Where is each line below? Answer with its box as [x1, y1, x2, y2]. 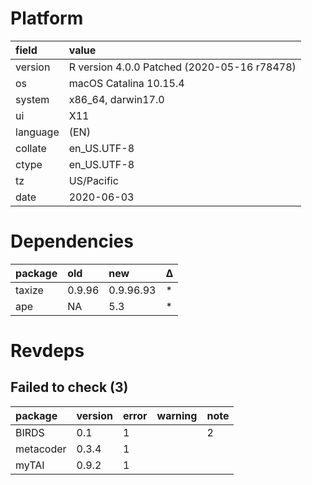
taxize [15, 283, 44, 297]
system [15, 92, 50, 106]
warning [156, 408, 198, 422]
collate [15, 141, 47, 155]
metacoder [15, 442, 67, 456]
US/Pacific [68, 173, 119, 187]
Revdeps [10, 340, 85, 362]
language [15, 125, 60, 139]
